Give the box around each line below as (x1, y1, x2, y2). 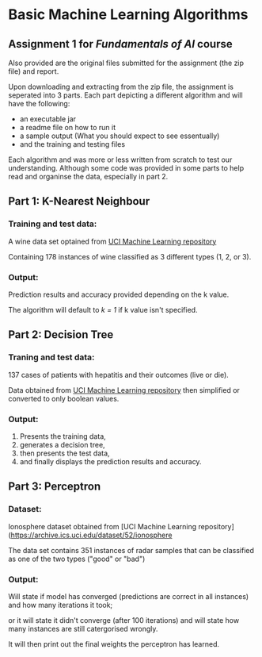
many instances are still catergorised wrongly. (8, 624, 158, 633)
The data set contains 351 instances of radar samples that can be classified (8, 545, 255, 555)
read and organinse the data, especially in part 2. (8, 172, 169, 181)
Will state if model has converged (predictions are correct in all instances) (8, 591, 249, 601)
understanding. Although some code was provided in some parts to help (8, 163, 244, 172)
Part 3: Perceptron (8, 480, 101, 494)
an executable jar (19, 114, 77, 124)
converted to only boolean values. (8, 394, 120, 403)
